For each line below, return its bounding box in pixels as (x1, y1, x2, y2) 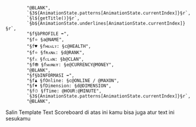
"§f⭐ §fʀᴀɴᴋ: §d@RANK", (27, 50, 85, 56)
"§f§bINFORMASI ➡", (27, 73, 75, 79)
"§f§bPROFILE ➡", (27, 31, 69, 37)
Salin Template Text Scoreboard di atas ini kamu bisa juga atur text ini (5, 109, 175, 116)
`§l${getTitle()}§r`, (27, 15, 80, 21)
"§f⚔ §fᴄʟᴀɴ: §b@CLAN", (27, 56, 84, 62)
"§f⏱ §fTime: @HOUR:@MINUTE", (27, 88, 102, 94)
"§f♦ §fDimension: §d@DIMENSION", (27, 83, 112, 89)
